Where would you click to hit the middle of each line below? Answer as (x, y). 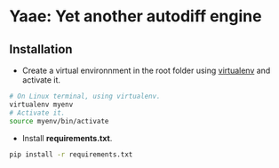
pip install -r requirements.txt (71, 154)
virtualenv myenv (41, 104)
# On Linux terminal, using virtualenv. (85, 96)
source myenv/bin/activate (59, 121)
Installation (41, 49)
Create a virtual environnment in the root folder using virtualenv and (146, 70)
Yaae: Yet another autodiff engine (136, 16)
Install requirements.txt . (67, 138)
